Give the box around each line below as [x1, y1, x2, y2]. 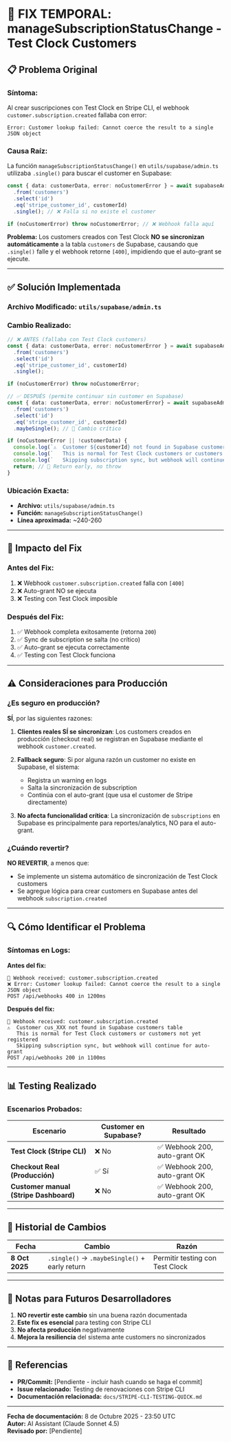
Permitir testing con [153, 1253, 217, 1263]
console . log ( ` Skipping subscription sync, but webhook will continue [13, 457, 226, 464]
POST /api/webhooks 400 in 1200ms [7, 992, 107, 1000]
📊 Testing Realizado [7, 1080, 97, 1091]
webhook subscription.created [16, 894, 107, 902]
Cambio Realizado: [7, 320, 71, 330]
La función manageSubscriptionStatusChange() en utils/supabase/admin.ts [7, 162, 219, 170]
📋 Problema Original [7, 63, 98, 75]
